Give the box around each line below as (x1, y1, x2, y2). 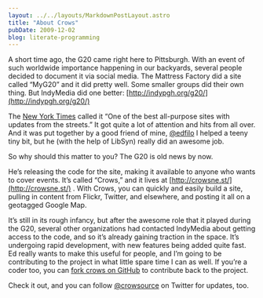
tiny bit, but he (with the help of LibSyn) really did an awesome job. (8, 136, 225, 146)
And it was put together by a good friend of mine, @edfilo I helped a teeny (8, 129, 249, 138)
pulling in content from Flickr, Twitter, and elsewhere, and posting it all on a (8, 192, 251, 202)
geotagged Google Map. (8, 201, 87, 210)
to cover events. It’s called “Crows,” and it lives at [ (8, 176, 173, 185)
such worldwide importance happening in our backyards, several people (8, 64, 243, 73)
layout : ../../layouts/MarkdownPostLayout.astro (8, 11, 170, 20)
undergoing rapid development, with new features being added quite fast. (8, 241, 247, 250)
